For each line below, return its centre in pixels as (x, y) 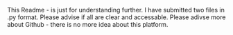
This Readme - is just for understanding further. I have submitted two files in (116, 10)
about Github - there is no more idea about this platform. (88, 24)
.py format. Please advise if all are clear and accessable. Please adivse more (116, 17)
